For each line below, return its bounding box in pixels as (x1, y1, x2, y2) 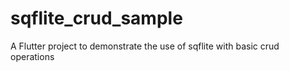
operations (10, 50, 55, 62)
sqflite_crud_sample (10, 7, 183, 30)
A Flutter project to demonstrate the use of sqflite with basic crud (10, 40, 280, 52)
